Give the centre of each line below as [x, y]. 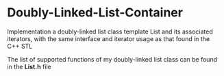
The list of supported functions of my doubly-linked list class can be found [112, 59]
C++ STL [20, 46]
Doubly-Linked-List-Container [95, 13]
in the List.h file [29, 66]
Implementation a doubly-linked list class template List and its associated [110, 31]
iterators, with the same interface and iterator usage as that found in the [109, 38]
